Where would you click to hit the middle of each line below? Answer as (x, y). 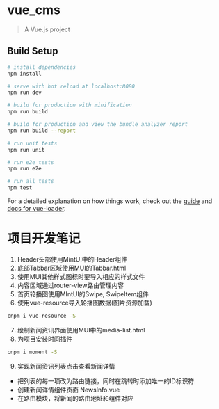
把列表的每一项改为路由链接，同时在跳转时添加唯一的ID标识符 (106, 380)
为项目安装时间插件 (45, 339)
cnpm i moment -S (32, 352)
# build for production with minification (70, 105)
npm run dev (24, 93)
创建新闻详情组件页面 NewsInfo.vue (68, 390)
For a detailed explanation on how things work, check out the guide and (110, 201)
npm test (20, 188)
